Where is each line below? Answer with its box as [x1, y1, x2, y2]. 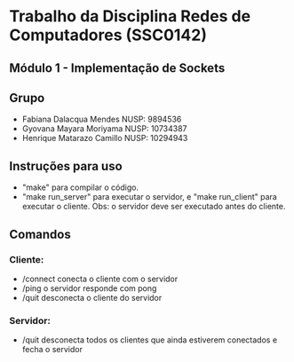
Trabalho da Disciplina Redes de [9, 6, 251, 27]
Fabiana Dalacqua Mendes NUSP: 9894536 [21, 114, 182, 125]
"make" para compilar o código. [21, 182, 139, 193]
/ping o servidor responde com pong [21, 282, 157, 294]
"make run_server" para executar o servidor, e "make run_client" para [21, 192, 277, 202]
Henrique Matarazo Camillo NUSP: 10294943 [21, 133, 188, 144]
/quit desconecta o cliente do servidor [21, 292, 163, 303]
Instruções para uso [9, 158, 123, 174]
